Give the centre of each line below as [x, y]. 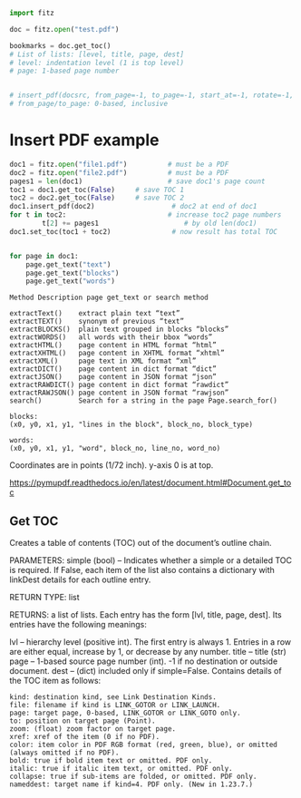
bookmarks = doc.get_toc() [60, 45]
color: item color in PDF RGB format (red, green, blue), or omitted [144, 745]
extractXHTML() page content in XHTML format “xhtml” [117, 354]
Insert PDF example [84, 140]
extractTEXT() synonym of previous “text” [97, 322]
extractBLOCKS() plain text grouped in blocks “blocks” [119, 330]
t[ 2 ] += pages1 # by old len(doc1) [150, 224]
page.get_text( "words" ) [71, 281]
